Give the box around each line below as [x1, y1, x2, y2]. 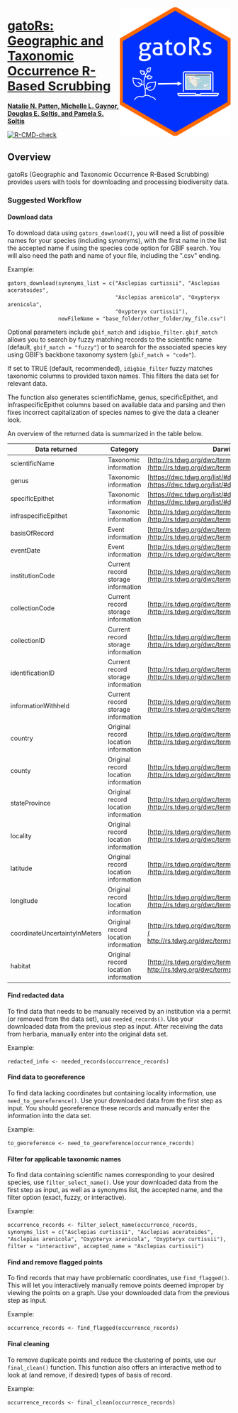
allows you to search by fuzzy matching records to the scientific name [7, 335, 212, 344]
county [10, 767, 31, 775]
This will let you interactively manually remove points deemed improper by [7, 1281, 225, 1289]
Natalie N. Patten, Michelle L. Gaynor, [7, 102, 119, 110]
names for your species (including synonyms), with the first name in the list [7, 236, 227, 244]
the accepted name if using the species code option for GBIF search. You [7, 244, 221, 252]
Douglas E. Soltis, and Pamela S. [7, 109, 104, 117]
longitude [10, 897, 38, 905]
